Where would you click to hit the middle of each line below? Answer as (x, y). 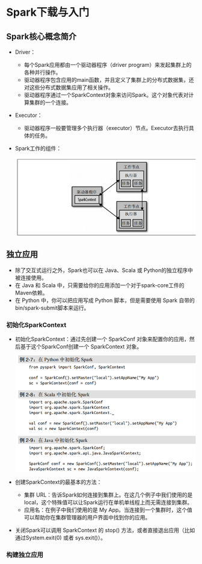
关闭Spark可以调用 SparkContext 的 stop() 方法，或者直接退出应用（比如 (105, 530)
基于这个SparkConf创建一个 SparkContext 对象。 (81, 347)
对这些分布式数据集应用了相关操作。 (69, 87)
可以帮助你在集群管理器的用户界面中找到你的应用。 (87, 517)
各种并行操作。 (42, 72)
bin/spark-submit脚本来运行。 (52, 308)
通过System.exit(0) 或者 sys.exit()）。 (60, 538)
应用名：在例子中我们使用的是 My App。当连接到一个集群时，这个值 (108, 510)
